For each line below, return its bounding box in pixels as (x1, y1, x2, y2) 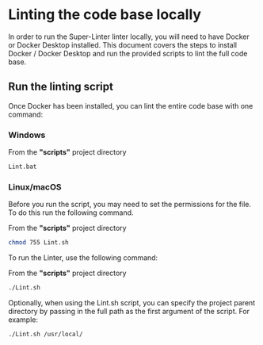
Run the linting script (8, 80, 113, 94)
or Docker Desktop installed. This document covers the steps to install (8, 40, 238, 49)
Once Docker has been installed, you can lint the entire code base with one (8, 101, 253, 110)
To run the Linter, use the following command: (8, 253, 158, 263)
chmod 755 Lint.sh (8, 239, 69, 247)
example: (8, 315, 38, 324)
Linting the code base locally (8, 6, 202, 24)
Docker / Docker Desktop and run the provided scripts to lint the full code (8, 48, 248, 58)
